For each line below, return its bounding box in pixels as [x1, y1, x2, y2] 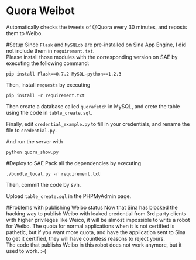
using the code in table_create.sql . [6, 109, 93, 116]
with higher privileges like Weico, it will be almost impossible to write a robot [6, 216, 190, 223]
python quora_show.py [6, 149, 59, 155]
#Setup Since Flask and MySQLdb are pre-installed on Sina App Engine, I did [6, 41, 186, 48]
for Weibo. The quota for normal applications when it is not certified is [6, 223, 175, 230]
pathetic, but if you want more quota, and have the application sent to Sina [6, 228, 186, 235]
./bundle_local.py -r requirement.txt [6, 171, 101, 177]
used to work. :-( [6, 247, 47, 254]
